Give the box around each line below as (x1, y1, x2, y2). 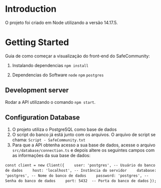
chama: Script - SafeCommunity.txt (12, 137, 86, 142)
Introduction (5, 3, 57, 15)
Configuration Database (5, 114, 80, 122)
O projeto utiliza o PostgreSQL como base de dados (12, 126, 117, 132)
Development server (5, 86, 69, 94)
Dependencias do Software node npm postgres (12, 72, 104, 78)
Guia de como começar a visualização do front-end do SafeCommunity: (5, 53, 150, 59)
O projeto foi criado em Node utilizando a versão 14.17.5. (5, 20, 118, 25)
